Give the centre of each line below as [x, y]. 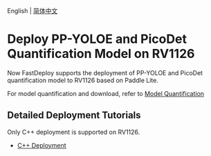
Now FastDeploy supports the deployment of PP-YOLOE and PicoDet [105, 72]
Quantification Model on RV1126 [101, 54]
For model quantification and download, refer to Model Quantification [106, 93]
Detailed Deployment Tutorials [74, 116]
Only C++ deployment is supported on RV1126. [74, 132]
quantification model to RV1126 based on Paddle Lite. [83, 80]
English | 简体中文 [33, 11]
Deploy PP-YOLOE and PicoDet [97, 39]
